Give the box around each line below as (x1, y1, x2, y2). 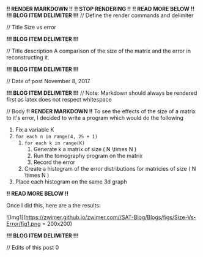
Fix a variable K (15, 126, 54, 133)
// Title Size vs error (6, 24, 57, 31)
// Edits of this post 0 (6, 244, 59, 251)
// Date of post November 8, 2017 (6, 78, 90, 84)
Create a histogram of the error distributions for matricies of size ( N (24, 165, 196, 172)
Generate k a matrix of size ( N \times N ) (33, 146, 137, 152)
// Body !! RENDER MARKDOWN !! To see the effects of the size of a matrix (6, 108, 196, 115)
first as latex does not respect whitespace (6, 96, 112, 103)
